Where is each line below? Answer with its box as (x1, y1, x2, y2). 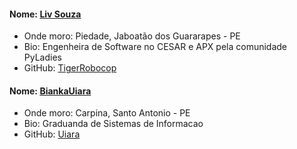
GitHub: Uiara (23, 128, 81, 140)
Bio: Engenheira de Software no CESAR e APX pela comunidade (23, 41, 288, 53)
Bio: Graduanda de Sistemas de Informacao (23, 118, 204, 130)
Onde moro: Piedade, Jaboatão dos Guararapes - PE (23, 30, 241, 42)
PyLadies (23, 51, 62, 64)
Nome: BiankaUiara (9, 85, 92, 97)
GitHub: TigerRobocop (23, 62, 117, 74)
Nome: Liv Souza (9, 8, 82, 20)
